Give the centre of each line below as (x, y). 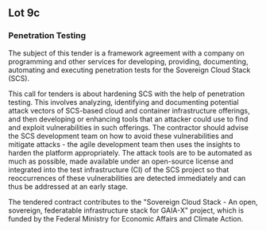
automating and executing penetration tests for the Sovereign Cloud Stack (129, 70)
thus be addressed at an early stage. (68, 187)
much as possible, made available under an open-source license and (121, 161)
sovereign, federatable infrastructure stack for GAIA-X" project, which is (126, 210)
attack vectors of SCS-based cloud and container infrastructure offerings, (129, 110)
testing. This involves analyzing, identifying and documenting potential (124, 102)
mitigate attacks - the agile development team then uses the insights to (124, 144)
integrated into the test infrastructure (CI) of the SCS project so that (119, 169)
